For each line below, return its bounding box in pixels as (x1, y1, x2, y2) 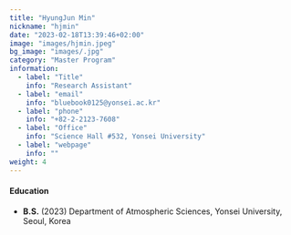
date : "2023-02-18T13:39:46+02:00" (9, 30, 145, 39)
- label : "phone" (17, 107, 84, 116)
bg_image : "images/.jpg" (9, 47, 104, 56)
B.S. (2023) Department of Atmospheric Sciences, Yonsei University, (22, 206, 283, 217)
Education (9, 186, 49, 197)
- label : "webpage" (17, 140, 92, 149)
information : (9, 65, 59, 74)
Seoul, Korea (22, 215, 71, 226)
